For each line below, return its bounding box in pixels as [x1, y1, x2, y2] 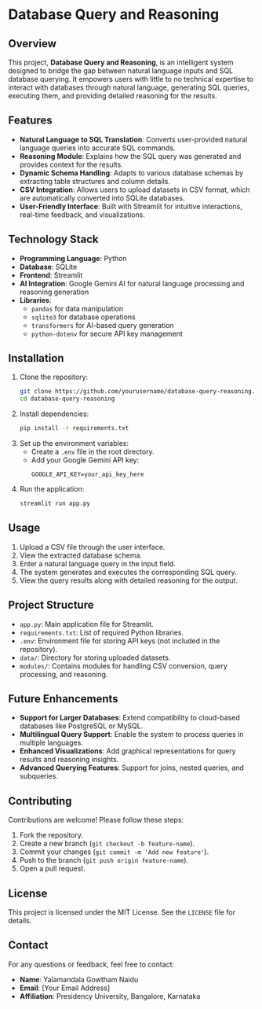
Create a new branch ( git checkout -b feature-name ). [19, 839, 195, 849]
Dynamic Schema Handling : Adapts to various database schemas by [19, 168, 244, 178]
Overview [8, 37, 57, 50]
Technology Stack [8, 233, 99, 246]
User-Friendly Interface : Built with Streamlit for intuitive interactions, [19, 201, 243, 211]
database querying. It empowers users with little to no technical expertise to [8, 75, 253, 83]
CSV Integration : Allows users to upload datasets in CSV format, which [19, 185, 250, 194]
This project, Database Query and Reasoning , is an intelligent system [8, 57, 234, 67]
